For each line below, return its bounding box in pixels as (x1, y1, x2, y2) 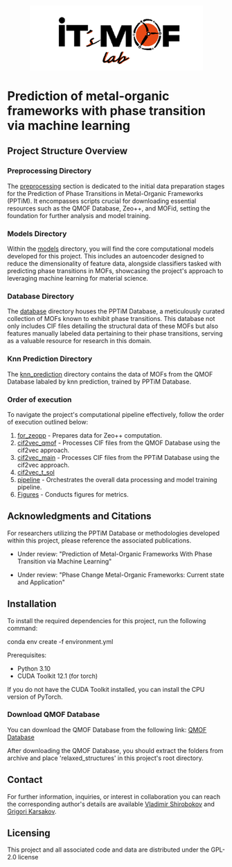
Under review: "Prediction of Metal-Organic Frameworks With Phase (17, 550, 213, 558)
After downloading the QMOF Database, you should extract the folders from (7, 746, 224, 754)
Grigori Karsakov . (7, 807, 57, 816)
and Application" (17, 578, 66, 586)
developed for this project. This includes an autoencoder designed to (7, 252, 204, 260)
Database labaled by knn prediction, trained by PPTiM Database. (7, 377, 192, 386)
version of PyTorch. (7, 693, 63, 701)
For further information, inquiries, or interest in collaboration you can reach (7, 792, 220, 800)
